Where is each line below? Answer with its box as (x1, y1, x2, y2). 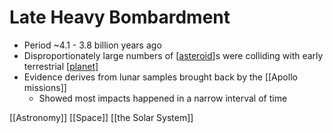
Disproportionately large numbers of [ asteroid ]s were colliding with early (23, 49, 324, 61)
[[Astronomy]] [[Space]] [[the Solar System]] (9, 111, 194, 123)
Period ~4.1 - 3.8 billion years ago (23, 39, 162, 51)
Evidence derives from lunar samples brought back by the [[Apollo (23, 71, 298, 83)
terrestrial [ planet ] (23, 60, 99, 72)
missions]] (23, 81, 67, 93)
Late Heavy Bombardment (9, 6, 231, 29)
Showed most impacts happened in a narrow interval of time (38, 92, 288, 104)
